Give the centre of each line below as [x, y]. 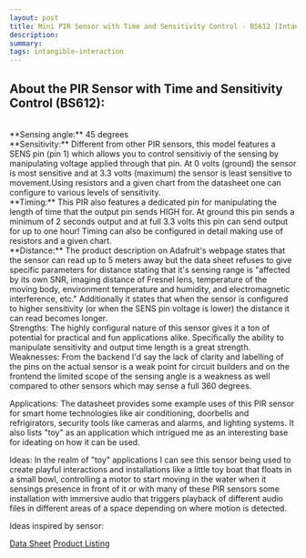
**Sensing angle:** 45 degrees [69, 134]
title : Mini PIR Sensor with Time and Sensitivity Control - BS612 [140, 26]
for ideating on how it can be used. [75, 441]
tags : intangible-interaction [67, 52]
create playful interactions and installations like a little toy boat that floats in [151, 469]
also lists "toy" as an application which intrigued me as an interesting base [149, 432]
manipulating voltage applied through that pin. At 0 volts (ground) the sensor [153, 163]
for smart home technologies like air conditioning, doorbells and [129, 413]
